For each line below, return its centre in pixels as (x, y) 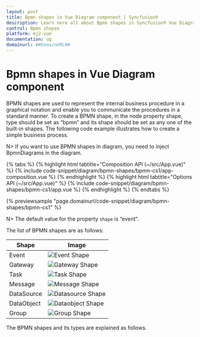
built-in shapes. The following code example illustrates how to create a (93, 128)
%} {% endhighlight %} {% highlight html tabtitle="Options (120, 177)
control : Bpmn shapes (33, 28)
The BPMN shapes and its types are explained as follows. (76, 327)
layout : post (22, 12)
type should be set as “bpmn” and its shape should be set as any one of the (99, 122)
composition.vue (27, 177)
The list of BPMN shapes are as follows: (55, 230)
